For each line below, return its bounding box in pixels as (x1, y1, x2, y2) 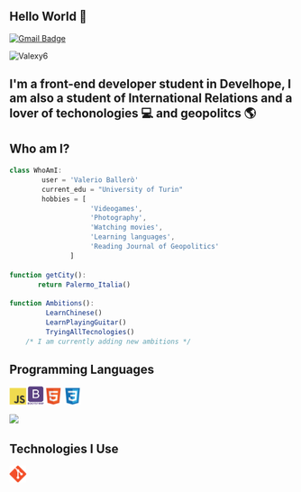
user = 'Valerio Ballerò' (41, 175, 140, 185)
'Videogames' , (89, 204, 143, 213)
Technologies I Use (9, 441, 119, 456)
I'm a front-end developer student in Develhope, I (9, 77, 291, 92)
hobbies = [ (41, 195, 87, 204)
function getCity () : (9, 270, 87, 279)
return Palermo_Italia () (37, 280, 131, 289)
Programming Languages (9, 362, 155, 378)
